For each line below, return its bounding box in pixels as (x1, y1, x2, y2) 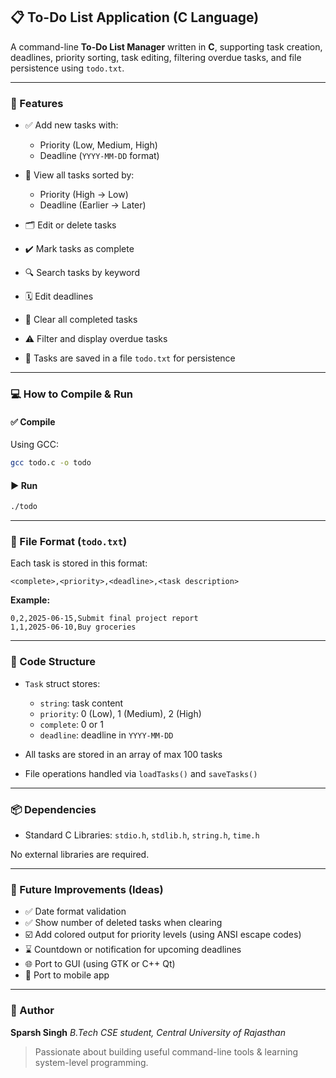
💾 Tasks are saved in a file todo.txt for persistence (24, 352, 236, 364)
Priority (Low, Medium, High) (39, 139, 158, 151)
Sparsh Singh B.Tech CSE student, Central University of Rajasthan (10, 1026, 286, 1038)
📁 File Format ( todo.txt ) (10, 535, 128, 549)
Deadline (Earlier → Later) (39, 199, 147, 211)
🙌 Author (10, 1004, 55, 1018)
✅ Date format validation (24, 905, 127, 918)
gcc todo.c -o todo (10, 458, 92, 468)
